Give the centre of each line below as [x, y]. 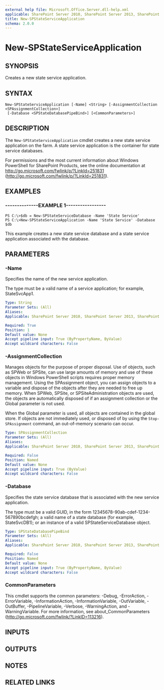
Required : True [21, 325]
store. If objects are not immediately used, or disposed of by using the [76, 418]
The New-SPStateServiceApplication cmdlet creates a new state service [78, 140]
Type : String [18, 303]
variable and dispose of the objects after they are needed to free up [74, 388]
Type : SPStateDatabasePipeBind [37, 531]
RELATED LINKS [30, 682]
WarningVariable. [23, 611]
